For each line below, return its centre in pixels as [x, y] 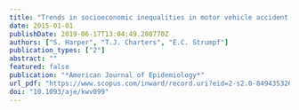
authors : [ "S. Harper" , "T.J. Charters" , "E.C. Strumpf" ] [119, 42]
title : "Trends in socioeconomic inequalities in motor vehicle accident [149, 17]
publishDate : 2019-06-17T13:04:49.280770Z [89, 34]
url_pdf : [25, 83]
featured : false [39, 67]
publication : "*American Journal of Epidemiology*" [107, 75]
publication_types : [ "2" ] [57, 51]
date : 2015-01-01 [41, 26]
